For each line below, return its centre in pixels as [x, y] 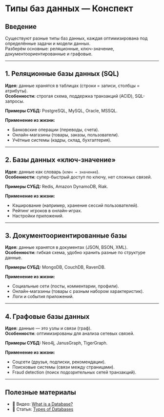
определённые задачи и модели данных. [48, 44]
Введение [21, 27]
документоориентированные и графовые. [49, 54]
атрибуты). [16, 90]
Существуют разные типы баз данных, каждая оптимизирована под [76, 38]
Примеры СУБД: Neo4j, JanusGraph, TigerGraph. [56, 343]
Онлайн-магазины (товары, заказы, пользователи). [66, 134]
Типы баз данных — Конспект [69, 9]
